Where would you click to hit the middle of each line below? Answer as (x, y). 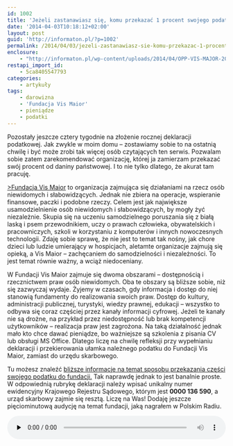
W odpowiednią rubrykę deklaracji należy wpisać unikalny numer (100, 383)
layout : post (26, 33)
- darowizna (37, 98)
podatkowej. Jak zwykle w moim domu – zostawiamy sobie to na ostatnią (112, 144)
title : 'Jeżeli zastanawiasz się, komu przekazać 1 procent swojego (108, 20)
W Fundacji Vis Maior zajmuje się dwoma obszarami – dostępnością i (106, 274)
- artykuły (35, 85)
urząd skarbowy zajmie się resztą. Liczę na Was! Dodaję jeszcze (99, 398)
